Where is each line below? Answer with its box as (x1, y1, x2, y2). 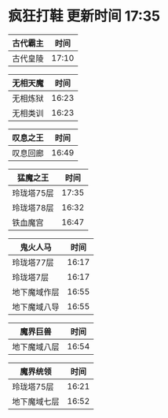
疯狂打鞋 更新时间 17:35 (8, 7, 161, 25)
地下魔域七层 (12, 396, 60, 407)
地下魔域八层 (12, 341, 60, 352)
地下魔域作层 (12, 286, 60, 297)
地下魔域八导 (12, 301, 60, 312)
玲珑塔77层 (12, 257, 54, 268)
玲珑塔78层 (12, 202, 54, 213)
